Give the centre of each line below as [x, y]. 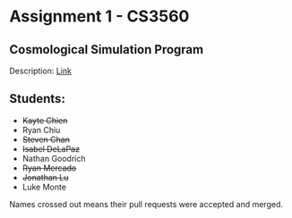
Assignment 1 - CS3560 [99, 17]
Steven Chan [46, 139]
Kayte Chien [45, 120]
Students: [37, 99]
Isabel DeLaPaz [51, 148]
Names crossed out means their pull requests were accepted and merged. [146, 204]
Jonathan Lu [45, 177]
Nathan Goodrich [54, 158]
